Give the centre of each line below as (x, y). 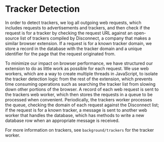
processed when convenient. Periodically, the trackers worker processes (79, 99)
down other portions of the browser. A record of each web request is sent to (82, 89)
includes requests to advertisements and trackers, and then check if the (78, 27)
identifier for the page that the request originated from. (60, 54)
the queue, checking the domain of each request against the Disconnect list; (82, 105)
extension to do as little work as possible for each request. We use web (77, 68)
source (12, 38)
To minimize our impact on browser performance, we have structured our (79, 63)
